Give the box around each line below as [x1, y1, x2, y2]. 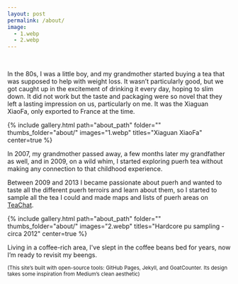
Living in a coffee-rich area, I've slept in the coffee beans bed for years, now [7, 243, 231, 252]
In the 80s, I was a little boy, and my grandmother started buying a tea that [7, 70, 225, 78]
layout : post [7, 10, 46, 18]
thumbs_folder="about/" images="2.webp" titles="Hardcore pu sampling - [7, 222, 225, 230]
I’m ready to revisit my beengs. [7, 251, 98, 259]
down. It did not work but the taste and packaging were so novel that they [7, 93, 223, 101]
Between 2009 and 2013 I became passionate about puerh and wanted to [7, 178, 222, 187]
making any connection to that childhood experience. [7, 165, 163, 173]
